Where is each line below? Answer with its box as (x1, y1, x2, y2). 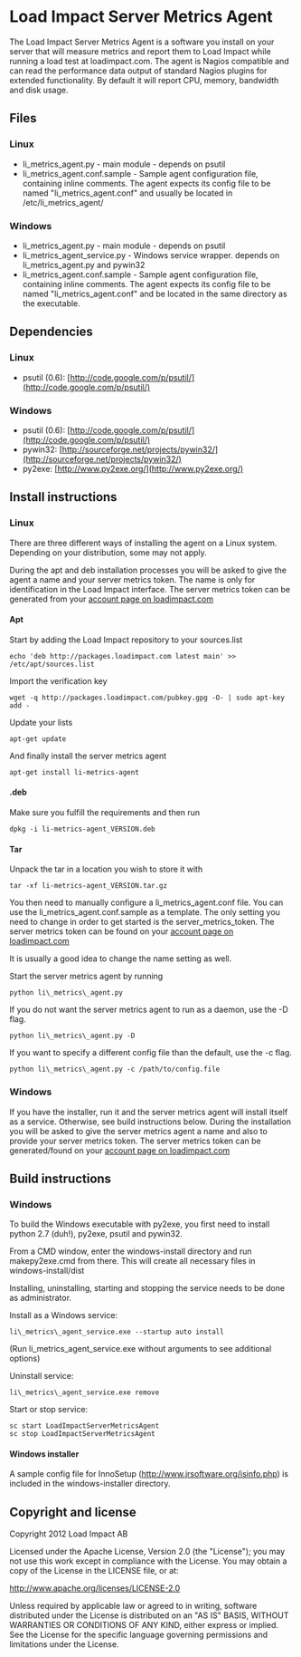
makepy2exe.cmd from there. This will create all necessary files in (9, 1256, 256, 1267)
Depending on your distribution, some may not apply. (9, 546, 208, 558)
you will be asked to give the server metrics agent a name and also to (9, 1125, 268, 1136)
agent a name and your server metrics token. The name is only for (9, 573, 256, 585)
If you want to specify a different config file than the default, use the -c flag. (9, 1047, 292, 1058)
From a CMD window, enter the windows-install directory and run (9, 1246, 252, 1257)
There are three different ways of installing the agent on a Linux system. (9, 537, 277, 548)
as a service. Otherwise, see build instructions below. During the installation (9, 1116, 292, 1127)
